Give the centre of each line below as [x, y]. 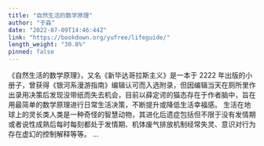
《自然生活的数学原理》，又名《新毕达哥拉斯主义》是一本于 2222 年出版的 [127, 75]
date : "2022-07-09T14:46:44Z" [58, 30]
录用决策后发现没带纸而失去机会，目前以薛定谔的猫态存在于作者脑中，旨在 [135, 95]
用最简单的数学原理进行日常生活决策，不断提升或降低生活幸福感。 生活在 [126, 104]
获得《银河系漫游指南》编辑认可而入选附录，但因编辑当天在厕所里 [142, 85]
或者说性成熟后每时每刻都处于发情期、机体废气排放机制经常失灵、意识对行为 [132, 124]
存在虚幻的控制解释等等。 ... [54, 134]
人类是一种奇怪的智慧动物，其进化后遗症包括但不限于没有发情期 [152, 114]
